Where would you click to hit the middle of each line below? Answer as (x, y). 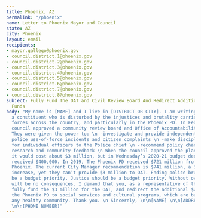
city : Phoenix (24, 34)
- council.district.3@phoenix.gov (49, 67)
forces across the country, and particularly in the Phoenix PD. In (99, 123)
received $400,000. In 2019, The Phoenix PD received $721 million (98, 162)
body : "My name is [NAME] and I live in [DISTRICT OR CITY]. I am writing (101, 112)
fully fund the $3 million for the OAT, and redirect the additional (100, 189)
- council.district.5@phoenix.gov (49, 78)
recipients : (21, 45)
